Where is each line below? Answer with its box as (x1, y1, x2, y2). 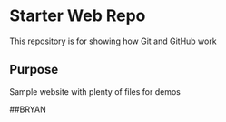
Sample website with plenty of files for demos (9, 86, 182, 97)
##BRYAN (9, 104, 47, 115)
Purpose (9, 62, 59, 77)
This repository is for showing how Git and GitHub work (9, 36, 217, 46)
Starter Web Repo (9, 5, 146, 26)
